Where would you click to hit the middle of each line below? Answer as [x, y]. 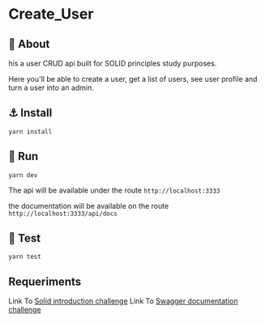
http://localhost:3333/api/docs [63, 214]
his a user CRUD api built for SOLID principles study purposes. [113, 63]
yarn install [30, 131]
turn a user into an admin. [51, 87]
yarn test [25, 257]
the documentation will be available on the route [89, 205]
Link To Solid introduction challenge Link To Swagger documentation [123, 301]
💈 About [29, 44]
